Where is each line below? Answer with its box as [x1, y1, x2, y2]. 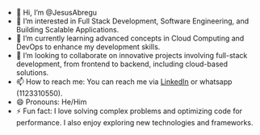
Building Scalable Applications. [15, 25, 120, 34]
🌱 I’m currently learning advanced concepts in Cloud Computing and [15, 33, 245, 43]
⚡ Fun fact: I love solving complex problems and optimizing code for [15, 106, 243, 116]
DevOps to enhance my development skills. [15, 42, 161, 52]
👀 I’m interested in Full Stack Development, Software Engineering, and [15, 16, 249, 26]
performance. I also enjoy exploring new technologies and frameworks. [15, 118, 254, 127]
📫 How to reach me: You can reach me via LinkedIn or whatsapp [15, 77, 233, 86]
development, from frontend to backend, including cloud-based [15, 59, 229, 69]
